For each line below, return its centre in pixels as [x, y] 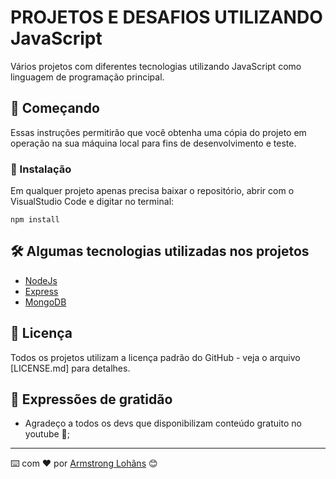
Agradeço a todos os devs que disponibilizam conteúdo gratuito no [163, 423]
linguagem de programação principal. [87, 77]
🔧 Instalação [41, 169]
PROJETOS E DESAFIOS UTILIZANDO [166, 17]
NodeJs [41, 280]
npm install [35, 220]
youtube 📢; [47, 434]
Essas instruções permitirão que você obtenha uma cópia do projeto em [158, 132]
